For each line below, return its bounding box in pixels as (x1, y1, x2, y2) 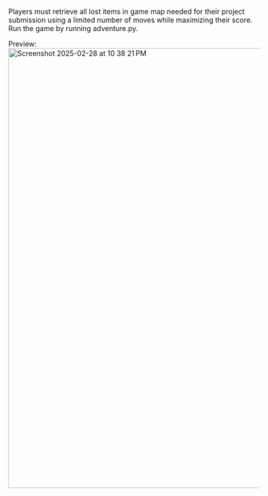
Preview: (8, 39, 37, 49)
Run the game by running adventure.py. (8, 24, 138, 33)
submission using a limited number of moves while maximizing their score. (8, 15, 253, 25)
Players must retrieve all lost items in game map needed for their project (8, 7, 245, 16)
